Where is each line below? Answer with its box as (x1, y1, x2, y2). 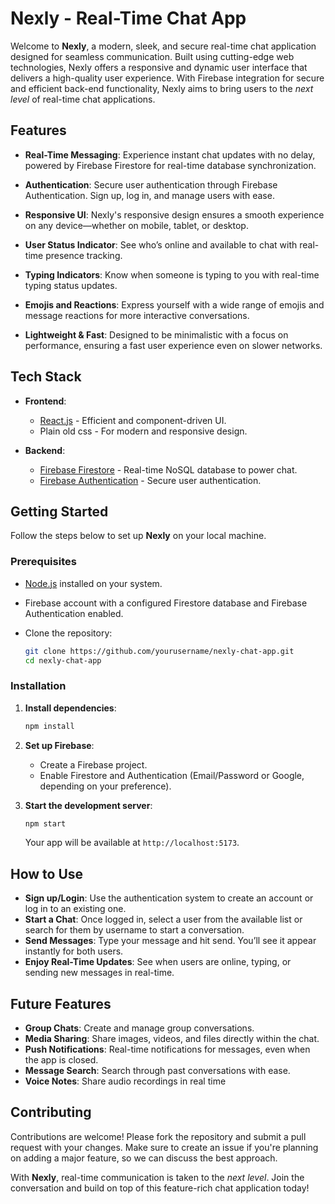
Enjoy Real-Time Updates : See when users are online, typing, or (24, 956, 292, 968)
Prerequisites (10, 555, 77, 569)
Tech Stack (10, 368, 82, 386)
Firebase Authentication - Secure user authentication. (39, 474, 262, 486)
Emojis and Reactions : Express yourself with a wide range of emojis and (24, 298, 325, 311)
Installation (10, 679, 67, 693)
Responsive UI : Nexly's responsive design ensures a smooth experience (24, 208, 325, 221)
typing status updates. (24, 279, 118, 291)
